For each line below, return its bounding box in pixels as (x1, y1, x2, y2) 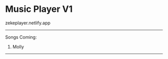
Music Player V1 (5, 3, 73, 15)
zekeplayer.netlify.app (5, 20, 51, 26)
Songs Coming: (5, 34, 37, 40)
